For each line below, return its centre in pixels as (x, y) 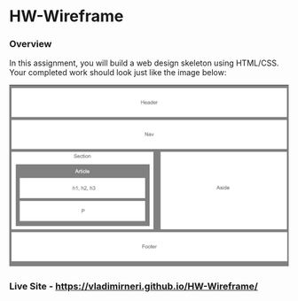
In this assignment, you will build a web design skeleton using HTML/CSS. (144, 63)
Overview (31, 44)
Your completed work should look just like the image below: (118, 73)
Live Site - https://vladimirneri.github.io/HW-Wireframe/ (134, 287)
